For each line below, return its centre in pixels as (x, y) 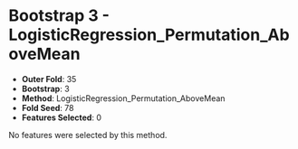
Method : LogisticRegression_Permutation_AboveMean (123, 98)
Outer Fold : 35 (49, 79)
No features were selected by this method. (88, 135)
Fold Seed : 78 (48, 107)
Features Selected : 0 (61, 117)
